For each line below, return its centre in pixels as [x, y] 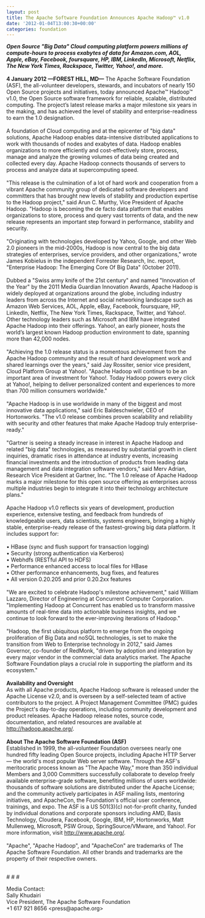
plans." [15, 495]
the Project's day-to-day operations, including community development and [102, 709]
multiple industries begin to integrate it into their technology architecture [97, 488]
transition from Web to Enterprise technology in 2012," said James [89, 644]
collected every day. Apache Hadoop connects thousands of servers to [96, 163]
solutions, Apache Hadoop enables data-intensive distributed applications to [103, 138]
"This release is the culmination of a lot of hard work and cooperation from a [102, 183]
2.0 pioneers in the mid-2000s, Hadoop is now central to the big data [93, 248]
